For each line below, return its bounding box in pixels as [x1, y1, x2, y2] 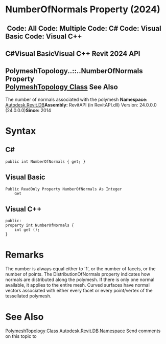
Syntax [5, 125, 36, 137]
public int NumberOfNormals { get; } [5, 159, 86, 164]
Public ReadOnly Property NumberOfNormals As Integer [5, 186, 123, 191]
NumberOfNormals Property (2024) [5, 4, 161, 15]
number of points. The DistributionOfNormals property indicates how [5, 271, 151, 277]
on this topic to [5, 333, 37, 339]
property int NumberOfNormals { [5, 223, 74, 228]
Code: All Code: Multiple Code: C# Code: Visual [7, 24, 162, 33]
